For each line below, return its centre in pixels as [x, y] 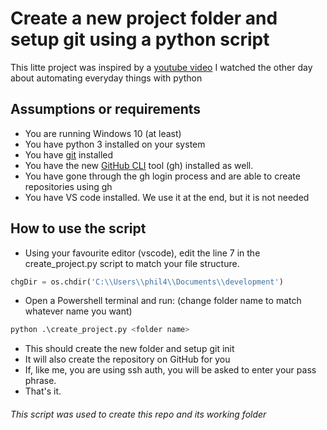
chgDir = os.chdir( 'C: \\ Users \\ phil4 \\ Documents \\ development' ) [147, 282]
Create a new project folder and [144, 18]
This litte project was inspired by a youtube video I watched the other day [161, 67]
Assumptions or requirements [106, 109]
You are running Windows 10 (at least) [103, 133]
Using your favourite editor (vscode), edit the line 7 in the [142, 253]
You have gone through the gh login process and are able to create [162, 176]
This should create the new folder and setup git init [129, 349]
